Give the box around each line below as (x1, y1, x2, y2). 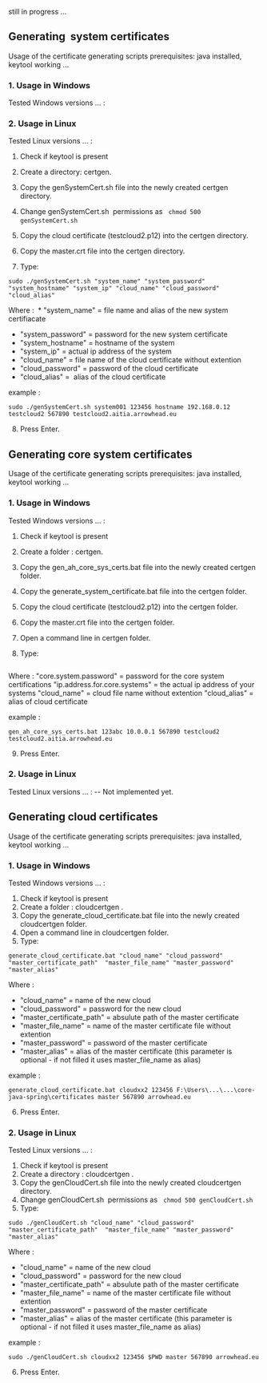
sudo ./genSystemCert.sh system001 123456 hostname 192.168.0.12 (8, 403, 230, 411)
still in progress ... (8, 7, 67, 16)
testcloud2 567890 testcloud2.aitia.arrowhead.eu (8, 410, 177, 419)
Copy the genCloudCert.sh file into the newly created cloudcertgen (19, 1178, 241, 1187)
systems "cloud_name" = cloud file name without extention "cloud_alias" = (8, 688, 254, 698)
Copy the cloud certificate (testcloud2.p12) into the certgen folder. (19, 601, 238, 612)
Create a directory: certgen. (19, 168, 112, 177)
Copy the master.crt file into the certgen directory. (19, 246, 185, 256)
